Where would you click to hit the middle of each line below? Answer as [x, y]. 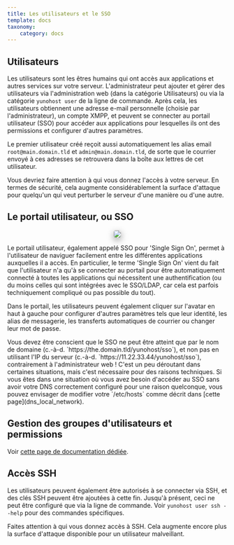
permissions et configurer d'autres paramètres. [75, 131]
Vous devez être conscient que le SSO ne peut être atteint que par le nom [113, 342]
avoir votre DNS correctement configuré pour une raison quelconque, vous [115, 387]
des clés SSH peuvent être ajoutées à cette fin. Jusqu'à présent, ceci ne [111, 497]
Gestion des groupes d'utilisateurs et [90, 423]
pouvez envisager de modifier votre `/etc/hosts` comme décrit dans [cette [114, 394]
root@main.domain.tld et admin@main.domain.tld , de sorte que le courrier [112, 152]
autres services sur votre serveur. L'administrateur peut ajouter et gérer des [116, 86]
